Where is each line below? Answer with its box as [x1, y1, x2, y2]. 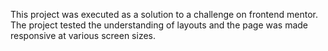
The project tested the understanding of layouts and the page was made [10, 19, 308, 31]
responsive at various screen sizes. [10, 30, 156, 41]
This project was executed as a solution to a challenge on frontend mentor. [10, 9, 318, 20]
